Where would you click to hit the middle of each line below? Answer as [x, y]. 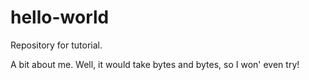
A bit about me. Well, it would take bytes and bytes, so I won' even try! [155, 64]
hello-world [60, 17]
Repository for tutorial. [56, 45]
